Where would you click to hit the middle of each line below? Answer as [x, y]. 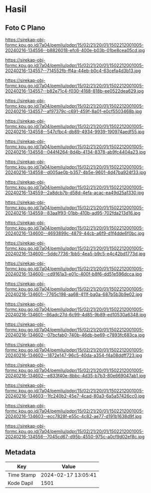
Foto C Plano [25, 28]
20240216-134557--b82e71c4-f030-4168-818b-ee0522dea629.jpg [75, 91]
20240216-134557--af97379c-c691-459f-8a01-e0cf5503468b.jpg [74, 111]
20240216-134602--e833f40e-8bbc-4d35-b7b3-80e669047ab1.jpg [75, 376]
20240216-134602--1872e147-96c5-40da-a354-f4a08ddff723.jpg [74, 355]
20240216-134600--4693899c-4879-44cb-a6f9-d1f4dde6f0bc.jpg [75, 233]
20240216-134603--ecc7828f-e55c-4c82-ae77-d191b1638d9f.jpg [74, 416]
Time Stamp [22, 475]
